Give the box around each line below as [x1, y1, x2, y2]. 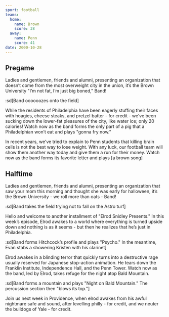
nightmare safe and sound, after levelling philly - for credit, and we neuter [5, 301, 159, 307]
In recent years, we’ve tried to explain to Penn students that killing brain [5, 139, 154, 145]
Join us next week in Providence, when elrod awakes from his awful [5, 295, 147, 301]
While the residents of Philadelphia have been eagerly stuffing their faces [5, 107, 158, 114]
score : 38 [14, 26, 35, 31]
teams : [5, 12, 19, 17]
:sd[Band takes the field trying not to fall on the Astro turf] [5, 203, 126, 210]
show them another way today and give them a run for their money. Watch [5, 150, 160, 156]
